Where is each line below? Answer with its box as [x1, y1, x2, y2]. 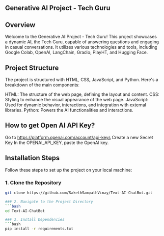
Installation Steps [5, 154, 60, 162]
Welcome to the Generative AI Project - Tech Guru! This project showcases [5, 34, 157, 40]
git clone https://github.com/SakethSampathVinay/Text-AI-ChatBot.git [5, 190, 153, 195]
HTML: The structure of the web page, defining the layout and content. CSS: [5, 91, 160, 97]
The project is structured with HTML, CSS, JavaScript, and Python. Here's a [5, 77, 159, 83]
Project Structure [5, 63, 59, 72]
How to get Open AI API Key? [5, 121, 95, 130]
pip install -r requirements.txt [5, 226, 74, 232]
